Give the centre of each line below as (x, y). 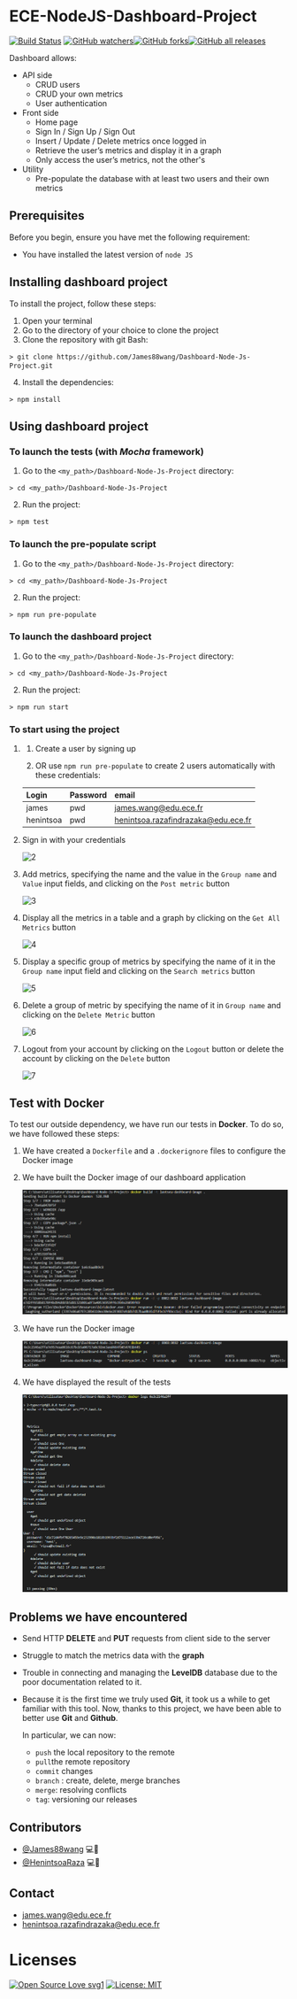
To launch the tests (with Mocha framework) (107, 452)
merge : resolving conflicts (81, 1790)
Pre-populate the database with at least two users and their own (152, 178)
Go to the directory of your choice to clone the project (120, 330)
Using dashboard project (79, 426)
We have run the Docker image (78, 1329)
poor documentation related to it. (82, 1682)
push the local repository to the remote (105, 1752)
